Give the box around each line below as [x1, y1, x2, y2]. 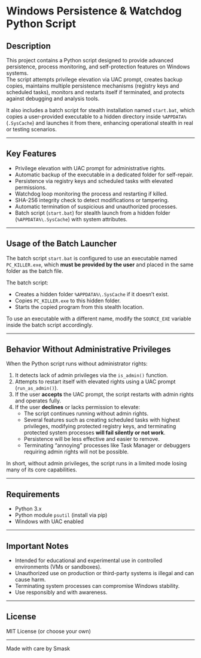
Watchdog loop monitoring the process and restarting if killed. [14, 190, 168, 197]
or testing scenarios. [6, 126, 57, 133]
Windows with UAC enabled [14, 518, 84, 525]
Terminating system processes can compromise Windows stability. [14, 582, 180, 590]
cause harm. [14, 576, 46, 583]
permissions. [14, 184, 47, 191]
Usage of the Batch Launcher [6, 239, 117, 249]
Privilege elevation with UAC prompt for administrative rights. [14, 164, 166, 172]
